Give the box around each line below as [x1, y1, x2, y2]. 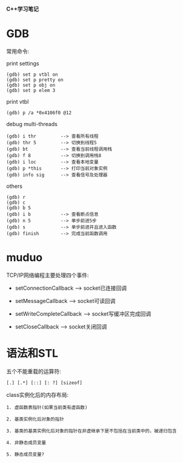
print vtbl [6, 98, 29, 105]
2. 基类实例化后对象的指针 [6, 416, 65, 422]
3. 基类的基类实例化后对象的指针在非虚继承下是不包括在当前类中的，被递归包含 [6, 428, 177, 434]
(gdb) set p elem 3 [6, 87, 56, 93]
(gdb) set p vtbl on [6, 72, 59, 78]
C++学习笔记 [6, 5, 39, 12]
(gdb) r [6, 194, 26, 200]
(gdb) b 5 [6, 205, 32, 211]
